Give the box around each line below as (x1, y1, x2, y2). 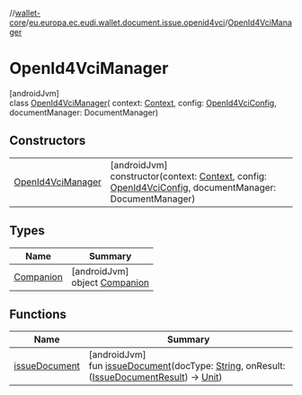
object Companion (71, 276, 150, 289)
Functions (9, 306, 67, 322)
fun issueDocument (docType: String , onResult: (88, 360, 286, 373)
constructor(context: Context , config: (110, 170, 267, 183)
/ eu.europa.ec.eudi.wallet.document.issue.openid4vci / (25, 17, 228, 28)
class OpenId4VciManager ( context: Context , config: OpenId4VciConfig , (9, 97, 277, 108)
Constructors (9, 133, 86, 148)
